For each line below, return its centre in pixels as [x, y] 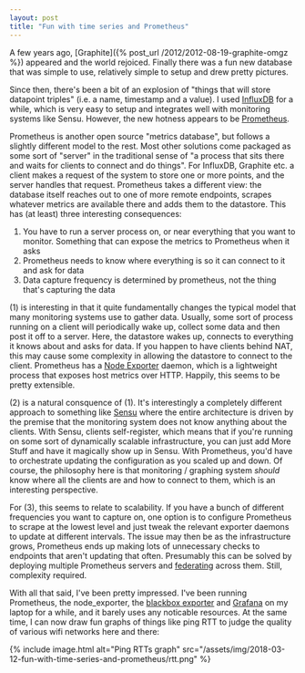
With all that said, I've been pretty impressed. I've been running [128, 593]
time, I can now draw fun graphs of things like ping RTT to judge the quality [151, 622]
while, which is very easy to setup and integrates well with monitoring [140, 109]
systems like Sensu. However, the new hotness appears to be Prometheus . [149, 119]
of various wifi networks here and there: [85, 631]
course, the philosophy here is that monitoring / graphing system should [145, 470]
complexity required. [48, 575]
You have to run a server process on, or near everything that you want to [159, 231]
